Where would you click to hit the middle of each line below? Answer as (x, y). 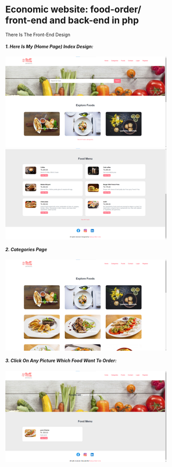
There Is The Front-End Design (38, 34)
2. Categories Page (26, 249)
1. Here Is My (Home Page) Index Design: (49, 46)
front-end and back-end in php (72, 20)
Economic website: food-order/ (73, 10)
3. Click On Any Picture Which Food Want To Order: (61, 361)
